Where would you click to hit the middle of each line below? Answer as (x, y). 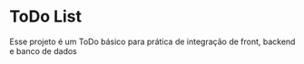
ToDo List (46, 17)
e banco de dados (43, 50)
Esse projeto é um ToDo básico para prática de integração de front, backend (152, 41)
